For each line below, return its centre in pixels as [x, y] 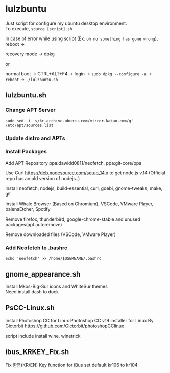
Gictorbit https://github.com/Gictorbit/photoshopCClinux [65, 326]
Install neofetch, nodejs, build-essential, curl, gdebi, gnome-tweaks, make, [84, 188]
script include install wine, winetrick [43, 336]
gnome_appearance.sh [43, 274]
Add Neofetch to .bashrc [37, 248]
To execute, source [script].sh [39, 28]
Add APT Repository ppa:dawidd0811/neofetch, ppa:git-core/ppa [74, 163]
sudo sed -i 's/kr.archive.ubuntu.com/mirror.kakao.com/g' [69, 121]
